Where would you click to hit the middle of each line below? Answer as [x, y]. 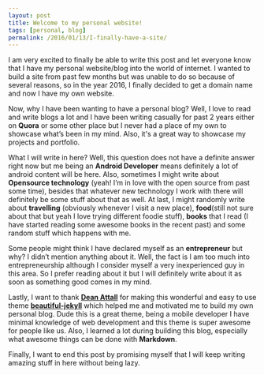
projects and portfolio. [44, 142]
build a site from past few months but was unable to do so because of [121, 77]
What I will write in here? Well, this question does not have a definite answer [132, 158]
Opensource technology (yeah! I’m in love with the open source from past [129, 183]
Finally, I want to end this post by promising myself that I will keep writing [127, 354]
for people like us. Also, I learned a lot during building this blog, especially [128, 331]
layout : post [30, 15]
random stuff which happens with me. [70, 233]
